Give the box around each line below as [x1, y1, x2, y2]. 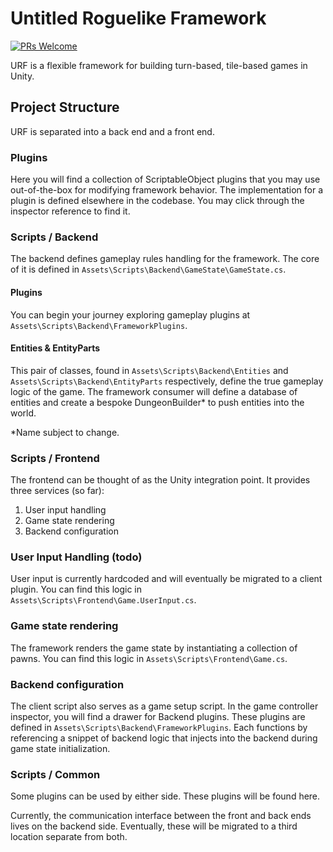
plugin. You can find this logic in [10, 583, 142, 596]
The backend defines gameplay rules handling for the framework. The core [10, 253, 320, 265]
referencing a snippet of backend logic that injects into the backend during [10, 732, 318, 744]
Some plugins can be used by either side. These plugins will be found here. [10, 790, 321, 802]
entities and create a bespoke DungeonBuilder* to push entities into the [10, 396, 305, 408]
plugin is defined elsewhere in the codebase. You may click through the [10, 195, 305, 207]
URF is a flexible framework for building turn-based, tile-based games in [10, 59, 308, 71]
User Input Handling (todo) [10, 550, 143, 564]
